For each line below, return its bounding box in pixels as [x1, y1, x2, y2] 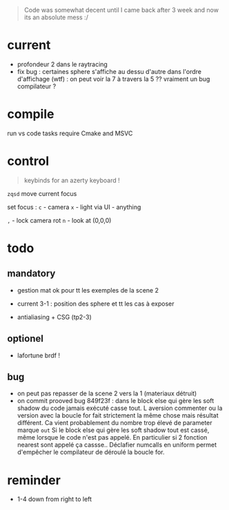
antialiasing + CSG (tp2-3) [17, 313, 92, 321]
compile [7, 106, 54, 122]
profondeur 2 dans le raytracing [17, 60, 108, 68]
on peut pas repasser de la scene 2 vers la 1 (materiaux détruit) [17, 389, 197, 398]
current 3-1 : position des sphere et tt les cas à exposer [17, 300, 175, 308]
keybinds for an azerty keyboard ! [23, 176, 121, 184]
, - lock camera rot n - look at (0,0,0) [7, 216, 112, 224]
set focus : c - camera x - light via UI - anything [7, 203, 141, 211]
